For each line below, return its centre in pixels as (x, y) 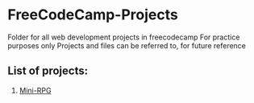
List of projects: (48, 71)
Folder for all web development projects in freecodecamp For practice (124, 37)
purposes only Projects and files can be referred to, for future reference (127, 45)
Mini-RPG (35, 90)
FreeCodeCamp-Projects (93, 15)
